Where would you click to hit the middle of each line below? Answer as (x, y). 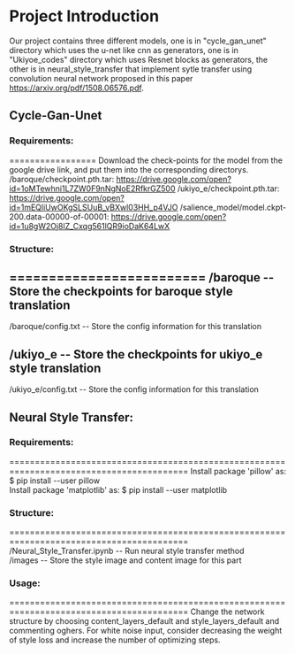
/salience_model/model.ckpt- (233, 207)
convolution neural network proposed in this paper (101, 78)
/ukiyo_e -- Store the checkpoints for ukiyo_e (136, 354)
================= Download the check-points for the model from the (146, 160)
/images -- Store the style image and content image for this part (125, 560)
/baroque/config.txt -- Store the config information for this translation (136, 327)
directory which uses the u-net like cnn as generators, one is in (124, 50)
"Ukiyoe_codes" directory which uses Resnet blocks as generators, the (138, 59)
